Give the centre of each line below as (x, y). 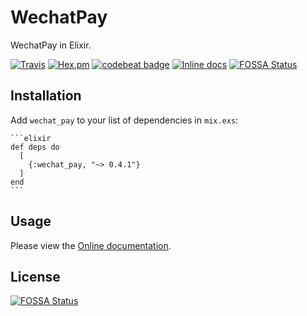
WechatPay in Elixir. (51, 45)
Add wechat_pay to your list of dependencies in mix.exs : (124, 120)
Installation (46, 96)
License (35, 276)
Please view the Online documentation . (91, 245)
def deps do (35, 147)
